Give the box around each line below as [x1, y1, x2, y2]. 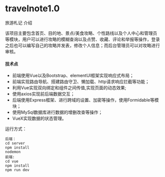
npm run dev [5, 168, 29, 173]
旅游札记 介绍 [5, 20, 32, 25]
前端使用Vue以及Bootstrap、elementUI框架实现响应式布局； [12, 73, 134, 78]
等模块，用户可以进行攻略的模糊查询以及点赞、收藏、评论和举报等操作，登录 [5, 36, 160, 42]
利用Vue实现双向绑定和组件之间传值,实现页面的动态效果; [12, 85, 127, 91]
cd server [5, 141, 26, 146]
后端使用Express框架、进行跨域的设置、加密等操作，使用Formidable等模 [12, 97, 159, 103]
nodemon [5, 150, 21, 154]
